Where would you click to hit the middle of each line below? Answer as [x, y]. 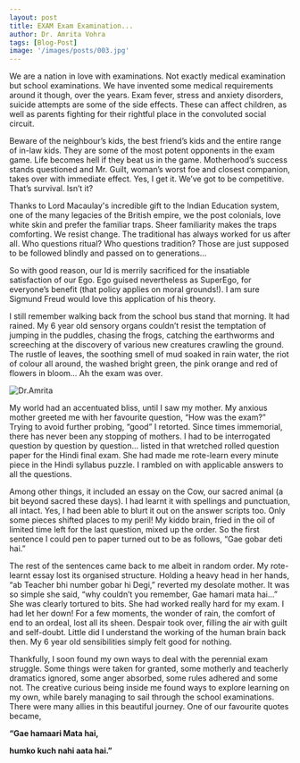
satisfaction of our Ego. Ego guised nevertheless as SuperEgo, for [130, 280]
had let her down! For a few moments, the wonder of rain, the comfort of [142, 614]
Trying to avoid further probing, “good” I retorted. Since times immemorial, [146, 427]
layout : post [33, 17]
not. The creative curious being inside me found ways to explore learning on [150, 688]
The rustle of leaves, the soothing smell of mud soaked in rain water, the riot [149, 355]
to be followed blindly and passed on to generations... [108, 253]
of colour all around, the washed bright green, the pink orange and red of [144, 364]
